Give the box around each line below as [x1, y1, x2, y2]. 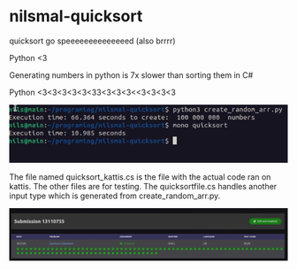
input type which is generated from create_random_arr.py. [9, 190, 221, 201]
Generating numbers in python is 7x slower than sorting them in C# [9, 69, 254, 81]
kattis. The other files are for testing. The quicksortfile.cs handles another [9, 181, 278, 191]
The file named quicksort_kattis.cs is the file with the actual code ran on [9, 171, 271, 182]
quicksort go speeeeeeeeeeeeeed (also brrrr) [9, 35, 176, 46]
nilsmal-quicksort [9, 6, 143, 27]
